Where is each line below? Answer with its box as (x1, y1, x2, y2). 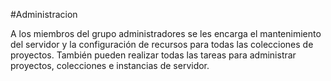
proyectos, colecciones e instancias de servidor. (10, 60, 210, 71)
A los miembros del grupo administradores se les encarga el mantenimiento (10, 28, 322, 39)
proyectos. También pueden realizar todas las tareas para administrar (10, 49, 297, 61)
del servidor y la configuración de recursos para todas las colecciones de (10, 39, 314, 50)
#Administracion (10, 9, 78, 20)
